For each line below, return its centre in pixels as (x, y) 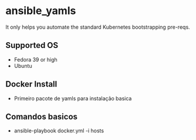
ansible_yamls (41, 11)
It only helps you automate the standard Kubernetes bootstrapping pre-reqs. (98, 27)
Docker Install (31, 84)
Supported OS (32, 45)
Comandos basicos (41, 116)
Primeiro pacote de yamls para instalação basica (73, 98)
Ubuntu (23, 66)
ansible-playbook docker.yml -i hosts (59, 131)
